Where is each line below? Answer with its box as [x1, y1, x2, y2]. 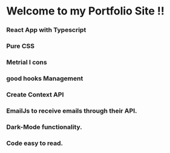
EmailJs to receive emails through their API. [6, 107, 137, 115]
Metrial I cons [6, 58, 47, 66]
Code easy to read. [6, 139, 64, 147]
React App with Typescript [6, 26, 87, 34]
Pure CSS [6, 42, 35, 51]
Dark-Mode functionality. [6, 122, 83, 131]
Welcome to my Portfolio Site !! [6, 4, 165, 18]
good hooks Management [6, 74, 83, 83]
